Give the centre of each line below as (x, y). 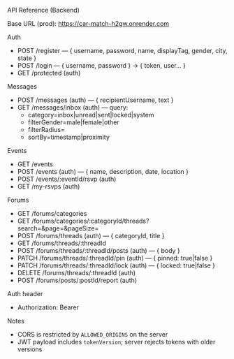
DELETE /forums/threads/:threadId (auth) (76, 273)
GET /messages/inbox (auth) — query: (73, 107)
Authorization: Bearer (48, 307)
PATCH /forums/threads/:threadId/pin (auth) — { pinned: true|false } (115, 258)
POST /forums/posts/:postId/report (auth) (77, 280)
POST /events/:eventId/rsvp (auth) (67, 179)
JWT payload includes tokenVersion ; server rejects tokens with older (116, 342)
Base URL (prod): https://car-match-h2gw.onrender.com (88, 23)
